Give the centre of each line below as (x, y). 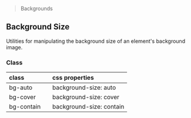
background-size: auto (84, 87)
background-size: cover (86, 97)
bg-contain (25, 107)
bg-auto (21, 87)
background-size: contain (88, 107)
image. (14, 47)
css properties (73, 77)
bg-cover (23, 97)
